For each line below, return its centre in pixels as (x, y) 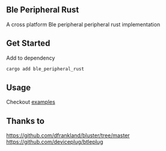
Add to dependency (31, 58)
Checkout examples (31, 102)
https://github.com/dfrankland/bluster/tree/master (68, 135)
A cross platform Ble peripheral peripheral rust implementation (83, 24)
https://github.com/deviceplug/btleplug (55, 142)
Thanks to (25, 121)
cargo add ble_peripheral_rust (45, 69)
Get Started (28, 44)
